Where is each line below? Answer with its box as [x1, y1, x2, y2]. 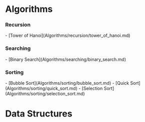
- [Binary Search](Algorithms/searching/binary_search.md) [5, 56, 126, 62]
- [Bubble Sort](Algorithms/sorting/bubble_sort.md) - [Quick [5, 80, 129, 86]
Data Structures [5, 108, 72, 120]
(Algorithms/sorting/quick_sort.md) [5, 86, 77, 92]
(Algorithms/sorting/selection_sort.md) [5, 91, 85, 97]
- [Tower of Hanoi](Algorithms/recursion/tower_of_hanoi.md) [5, 32, 130, 38]
